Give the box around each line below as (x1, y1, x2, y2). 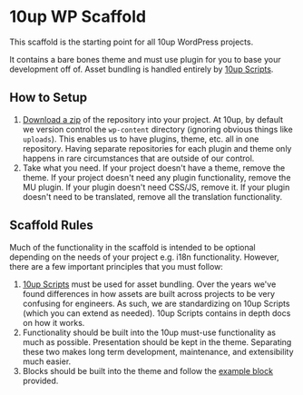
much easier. (22, 356, 72, 367)
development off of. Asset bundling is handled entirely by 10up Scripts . (9, 64, 274, 74)
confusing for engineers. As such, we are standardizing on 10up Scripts (22, 298, 290, 309)
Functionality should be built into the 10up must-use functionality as (22, 327, 277, 338)
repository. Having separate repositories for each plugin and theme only (22, 143, 292, 153)
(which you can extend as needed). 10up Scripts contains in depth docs (22, 307, 291, 319)
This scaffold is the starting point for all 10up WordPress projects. (9, 36, 254, 47)
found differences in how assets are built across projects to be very (22, 288, 275, 299)
